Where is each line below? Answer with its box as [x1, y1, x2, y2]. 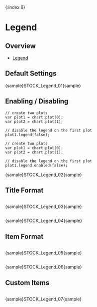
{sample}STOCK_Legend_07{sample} [5, 296, 82, 302]
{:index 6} [5, 4, 26, 10]
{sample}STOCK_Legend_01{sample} [5, 82, 81, 88]
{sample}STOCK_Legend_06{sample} [5, 264, 82, 270]
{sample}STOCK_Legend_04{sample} [5, 217, 82, 224]
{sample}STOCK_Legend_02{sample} [5, 171, 82, 177]
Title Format [5, 186, 44, 194]
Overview [5, 41, 36, 50]
